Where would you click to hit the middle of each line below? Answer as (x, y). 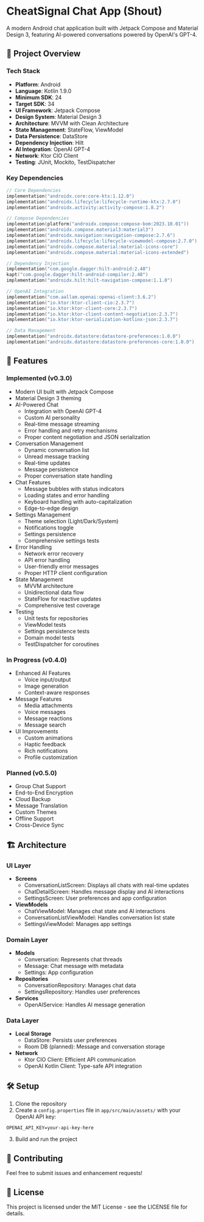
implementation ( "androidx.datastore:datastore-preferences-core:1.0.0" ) (100, 342)
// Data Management (31, 331)
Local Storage (33, 1034)
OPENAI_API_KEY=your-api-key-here (50, 1128)
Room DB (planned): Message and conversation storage (95, 1047)
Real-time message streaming (62, 424)
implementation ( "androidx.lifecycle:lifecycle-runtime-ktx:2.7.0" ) (94, 202)
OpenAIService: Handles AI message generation (85, 1005)
